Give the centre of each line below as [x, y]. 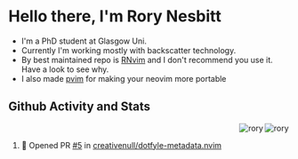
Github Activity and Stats [80, 107]
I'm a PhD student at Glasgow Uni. [84, 41]
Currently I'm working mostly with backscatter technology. [129, 50]
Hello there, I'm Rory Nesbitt [115, 16]
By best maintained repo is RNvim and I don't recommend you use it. [147, 60]
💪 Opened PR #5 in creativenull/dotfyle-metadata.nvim [121, 145]
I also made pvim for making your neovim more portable [124, 78]
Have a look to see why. [65, 69]
